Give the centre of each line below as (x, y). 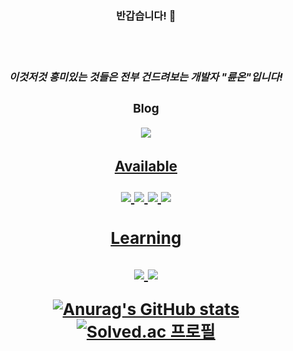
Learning (146, 237)
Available (146, 166)
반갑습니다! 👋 (146, 15)
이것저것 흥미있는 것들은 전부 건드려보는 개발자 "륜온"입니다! (146, 77)
